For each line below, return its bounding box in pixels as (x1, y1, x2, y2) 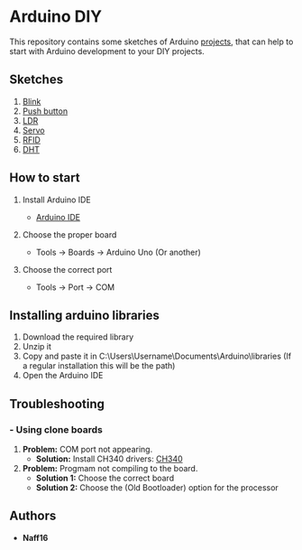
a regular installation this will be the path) (22, 360, 176, 371)
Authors (9, 508, 57, 524)
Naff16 (22, 532, 49, 543)
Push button (22, 106, 69, 117)
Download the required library (22, 331, 134, 342)
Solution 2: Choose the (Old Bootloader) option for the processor (35, 482, 279, 493)
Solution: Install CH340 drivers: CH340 (35, 453, 183, 464)
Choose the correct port (22, 264, 113, 275)
